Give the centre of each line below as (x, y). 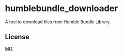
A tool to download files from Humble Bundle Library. (58, 22)
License (17, 37)
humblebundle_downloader (61, 8)
